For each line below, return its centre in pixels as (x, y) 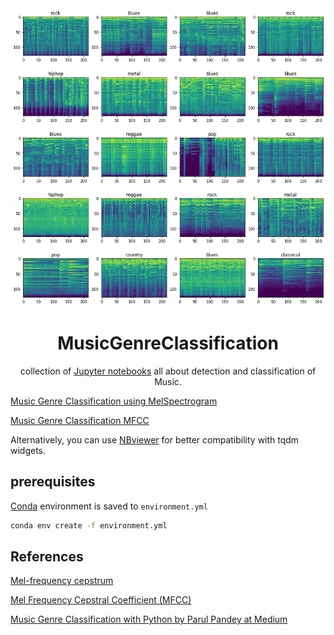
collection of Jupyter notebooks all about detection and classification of (168, 371)
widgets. (28, 450)
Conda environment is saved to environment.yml (109, 506)
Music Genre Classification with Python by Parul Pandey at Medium (149, 619)
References (47, 556)
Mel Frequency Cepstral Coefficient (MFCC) (101, 600)
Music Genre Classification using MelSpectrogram (114, 401)
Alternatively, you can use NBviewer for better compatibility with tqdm (155, 439)
